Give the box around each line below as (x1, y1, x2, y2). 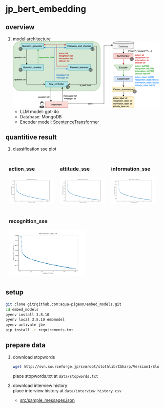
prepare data (5, 341, 46, 349)
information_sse (111, 165, 151, 172)
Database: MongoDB (20, 113, 62, 119)
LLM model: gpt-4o (20, 109, 59, 114)
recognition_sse (8, 218, 48, 225)
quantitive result (5, 133, 57, 141)
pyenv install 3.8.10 (5, 312, 50, 317)
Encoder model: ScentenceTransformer (20, 119, 100, 125)
